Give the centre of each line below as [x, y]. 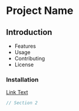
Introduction [29, 32]
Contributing [30, 58]
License [24, 65]
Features [25, 46]
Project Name [40, 11]
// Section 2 [22, 103]
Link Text [17, 92]
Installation [23, 80]
